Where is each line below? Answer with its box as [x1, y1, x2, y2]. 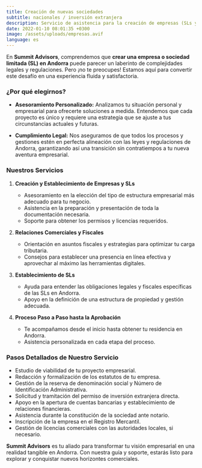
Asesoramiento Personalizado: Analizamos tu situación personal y [14, 101, 182, 108]
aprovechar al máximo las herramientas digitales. [23, 259, 146, 266]
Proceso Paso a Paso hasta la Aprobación [14, 313, 121, 321]
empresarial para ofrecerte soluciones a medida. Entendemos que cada [14, 108, 193, 115]
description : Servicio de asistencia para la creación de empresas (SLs [6, 20, 192, 26]
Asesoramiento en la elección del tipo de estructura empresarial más [23, 191, 195, 199]
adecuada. [23, 302, 50, 309]
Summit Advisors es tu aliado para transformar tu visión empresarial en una [6, 442, 195, 449]
